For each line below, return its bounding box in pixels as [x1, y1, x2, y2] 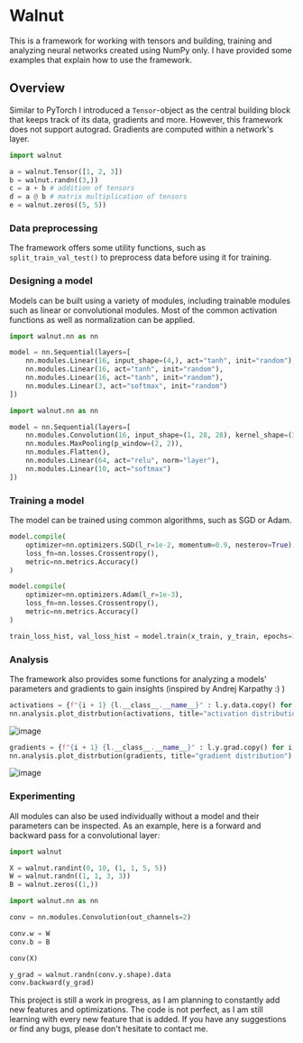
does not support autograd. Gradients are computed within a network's [9, 124, 274, 134]
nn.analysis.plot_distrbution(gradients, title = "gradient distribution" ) [9, 751, 293, 761]
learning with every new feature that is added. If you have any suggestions [9, 1014, 287, 1025]
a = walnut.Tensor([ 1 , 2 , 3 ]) [9, 167, 124, 176]
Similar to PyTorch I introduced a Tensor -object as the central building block [9, 105, 291, 115]
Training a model [9, 494, 85, 506]
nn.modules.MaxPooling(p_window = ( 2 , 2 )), [25, 439, 183, 448]
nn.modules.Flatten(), [25, 448, 111, 457]
